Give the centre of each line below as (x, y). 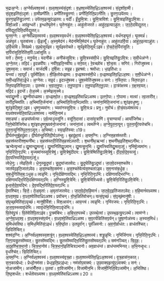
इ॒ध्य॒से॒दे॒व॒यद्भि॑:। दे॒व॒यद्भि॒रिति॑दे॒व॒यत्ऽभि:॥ (37, 185)
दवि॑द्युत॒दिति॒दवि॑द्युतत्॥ (23, 30)
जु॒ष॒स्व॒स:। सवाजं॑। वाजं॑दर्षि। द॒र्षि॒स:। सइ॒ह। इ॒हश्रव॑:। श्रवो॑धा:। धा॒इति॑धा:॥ (63, 69)
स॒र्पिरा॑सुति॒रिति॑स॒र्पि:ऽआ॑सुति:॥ (28, 52)
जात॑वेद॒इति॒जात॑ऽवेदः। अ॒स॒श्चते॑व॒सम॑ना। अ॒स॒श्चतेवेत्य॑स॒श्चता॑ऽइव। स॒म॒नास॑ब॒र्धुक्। (67, 169)
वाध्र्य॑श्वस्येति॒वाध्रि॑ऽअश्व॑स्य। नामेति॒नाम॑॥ (36, 113)
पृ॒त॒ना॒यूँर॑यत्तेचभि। (140, 124)
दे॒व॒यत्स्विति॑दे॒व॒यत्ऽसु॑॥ (22, 157)
